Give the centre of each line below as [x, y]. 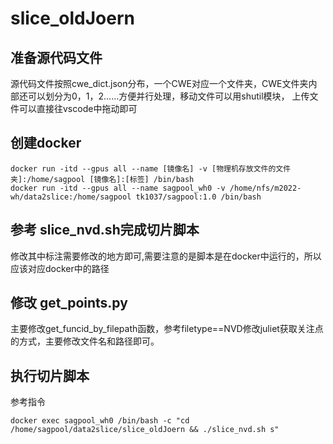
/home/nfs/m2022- [265, 188]
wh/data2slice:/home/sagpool [71, 197]
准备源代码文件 [56, 57]
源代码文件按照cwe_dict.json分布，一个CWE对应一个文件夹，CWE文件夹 [159, 83]
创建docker [46, 143]
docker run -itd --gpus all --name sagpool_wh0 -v [118, 188]
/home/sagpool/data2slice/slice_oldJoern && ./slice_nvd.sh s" [145, 430]
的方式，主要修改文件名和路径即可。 [85, 341]
